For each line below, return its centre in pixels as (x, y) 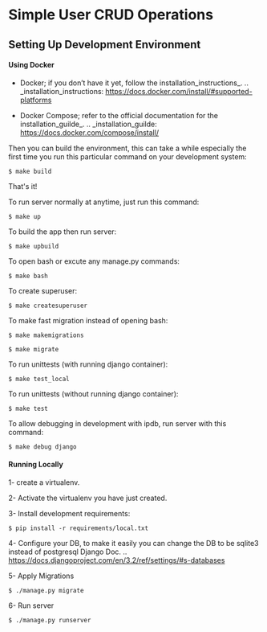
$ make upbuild (34, 246)
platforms (36, 100)
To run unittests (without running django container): (93, 394)
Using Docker (31, 65)
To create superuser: (43, 290)
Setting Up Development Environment (105, 45)
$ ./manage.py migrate (46, 590)
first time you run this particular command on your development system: (127, 156)
